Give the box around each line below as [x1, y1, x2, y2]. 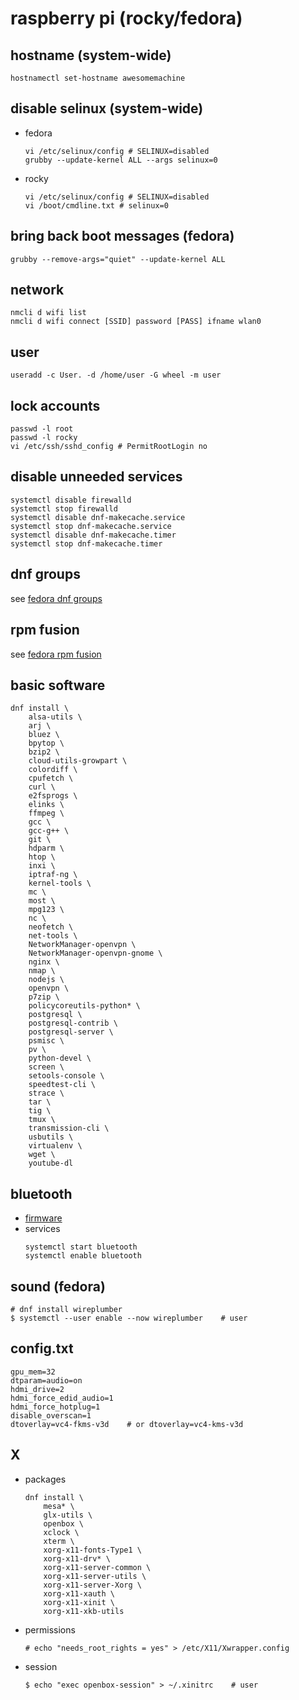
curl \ [28, 782, 56, 792]
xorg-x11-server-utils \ [43, 1571, 147, 1581]
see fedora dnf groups [10, 592, 103, 604]
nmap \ [28, 966, 56, 976]
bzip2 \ [28, 747, 60, 757]
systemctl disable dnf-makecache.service [10, 512, 186, 522]
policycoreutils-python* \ [28, 1001, 141, 1011]
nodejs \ [28, 975, 65, 985]
